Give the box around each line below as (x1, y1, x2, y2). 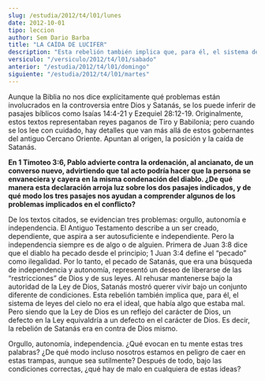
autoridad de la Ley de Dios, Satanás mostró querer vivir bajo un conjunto (8, 282, 248, 291)
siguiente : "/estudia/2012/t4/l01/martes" (8, 70, 150, 78)
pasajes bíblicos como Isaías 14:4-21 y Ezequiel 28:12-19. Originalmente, (8, 108, 244, 118)
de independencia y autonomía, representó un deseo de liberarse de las (8, 265, 242, 275)
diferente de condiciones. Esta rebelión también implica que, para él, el (8, 289, 239, 300)
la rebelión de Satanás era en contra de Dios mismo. (8, 323, 178, 333)
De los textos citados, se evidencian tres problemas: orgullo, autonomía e (8, 215, 247, 224)
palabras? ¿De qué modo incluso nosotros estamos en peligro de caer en (8, 347, 246, 357)
